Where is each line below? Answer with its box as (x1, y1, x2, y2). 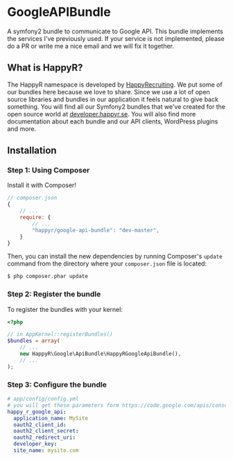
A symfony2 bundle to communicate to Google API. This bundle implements (7, 27, 223, 35)
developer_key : (13, 441, 58, 448)
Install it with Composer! (7, 181, 76, 189)
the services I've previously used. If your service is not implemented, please (7, 34, 225, 42)
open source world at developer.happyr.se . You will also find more (7, 110, 196, 118)
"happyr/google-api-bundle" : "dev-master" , (32, 227, 159, 234)
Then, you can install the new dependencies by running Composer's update (7, 252, 223, 261)
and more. (7, 124, 37, 132)
